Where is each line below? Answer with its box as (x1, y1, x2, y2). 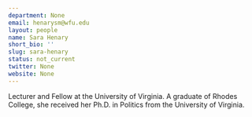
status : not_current (8, 56, 76, 64)
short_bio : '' (8, 41, 55, 49)
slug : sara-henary (8, 48, 69, 56)
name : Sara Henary (8, 33, 69, 42)
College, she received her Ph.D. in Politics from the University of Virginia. (8, 100, 245, 109)
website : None (8, 70, 55, 78)
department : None (8, 11, 65, 20)
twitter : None (8, 63, 55, 71)
